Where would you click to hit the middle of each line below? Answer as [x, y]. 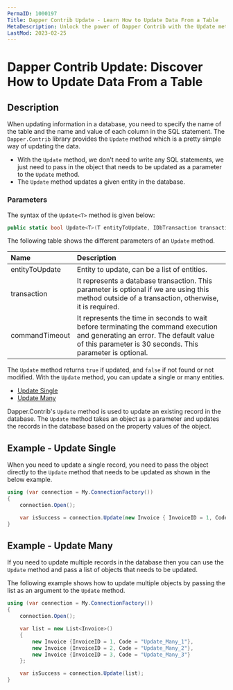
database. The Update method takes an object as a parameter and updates [113, 419]
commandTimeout [41, 336]
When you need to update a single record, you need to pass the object [108, 465]
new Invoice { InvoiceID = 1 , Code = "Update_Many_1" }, [113, 641]
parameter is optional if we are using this [143, 290]
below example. [30, 480]
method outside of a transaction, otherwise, [148, 298]
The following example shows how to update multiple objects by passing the [116, 583]
